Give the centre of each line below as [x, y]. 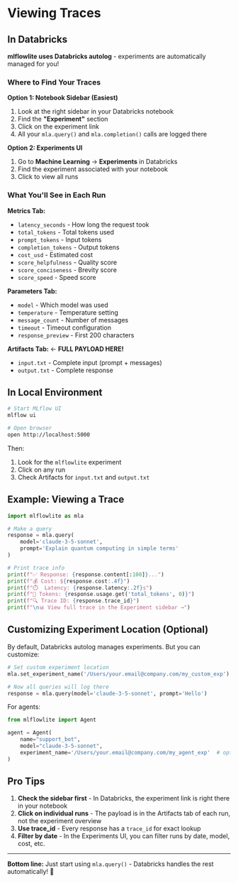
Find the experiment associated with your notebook [93, 169]
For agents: [24, 707]
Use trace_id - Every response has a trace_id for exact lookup [109, 828]
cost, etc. [31, 844]
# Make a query [30, 529]
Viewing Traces [54, 13]
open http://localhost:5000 [49, 435]
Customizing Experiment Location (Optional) [108, 630]
